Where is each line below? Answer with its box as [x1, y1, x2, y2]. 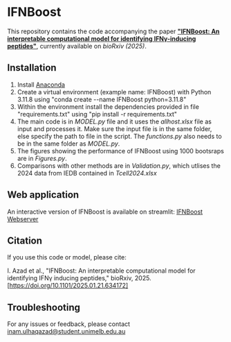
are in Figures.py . [17, 154, 67, 162]
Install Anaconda [17, 80, 66, 89]
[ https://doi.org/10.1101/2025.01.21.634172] [7, 282, 129, 290]
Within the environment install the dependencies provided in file [17, 102, 199, 111]
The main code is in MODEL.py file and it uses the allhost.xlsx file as [17, 117, 212, 126]
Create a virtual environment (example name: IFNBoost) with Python [17, 87, 212, 96]
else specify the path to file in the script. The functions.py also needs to [17, 132, 223, 140]
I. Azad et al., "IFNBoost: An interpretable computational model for [7, 266, 196, 275]
